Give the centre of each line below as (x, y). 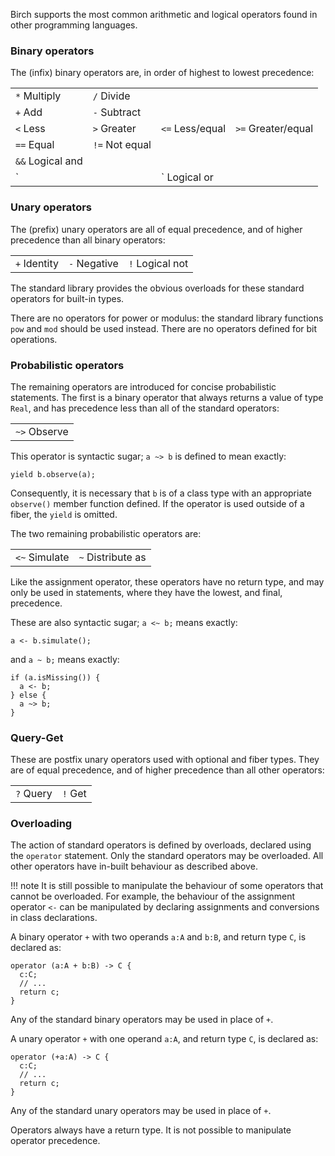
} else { (28, 695)
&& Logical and (49, 161)
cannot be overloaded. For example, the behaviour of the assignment (152, 896)
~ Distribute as (112, 557)
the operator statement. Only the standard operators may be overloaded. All (167, 856)
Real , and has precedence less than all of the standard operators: (145, 408)
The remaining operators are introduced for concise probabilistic (143, 386)
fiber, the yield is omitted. (64, 514)
